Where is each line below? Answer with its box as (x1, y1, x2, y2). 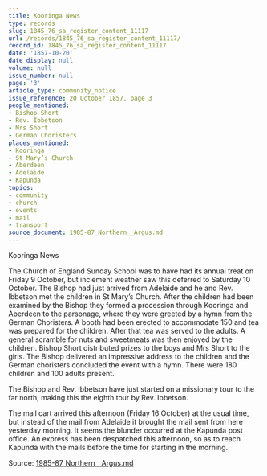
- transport (8, 221, 48, 229)
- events (8, 206, 38, 214)
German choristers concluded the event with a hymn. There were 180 (8, 360, 237, 370)
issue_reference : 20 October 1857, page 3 (8, 94, 152, 102)
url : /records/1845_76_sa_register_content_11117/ (8, 34, 181, 43)
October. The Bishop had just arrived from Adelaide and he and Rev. (8, 283, 233, 293)
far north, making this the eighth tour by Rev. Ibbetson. (8, 393, 188, 402)
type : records (8, 19, 56, 27)
